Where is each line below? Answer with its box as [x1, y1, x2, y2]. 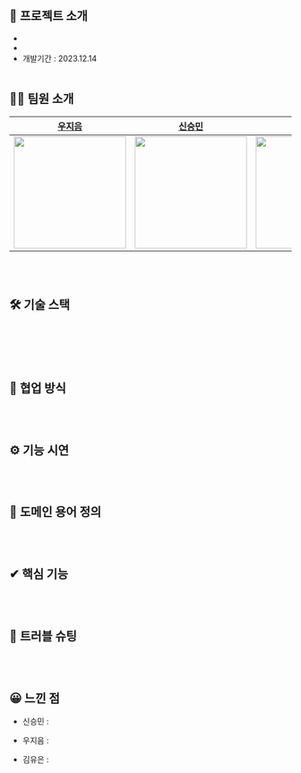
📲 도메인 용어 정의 [9, 504, 101, 520]
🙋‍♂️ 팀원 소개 [9, 91, 74, 107]
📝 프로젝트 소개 [9, 8, 88, 24]
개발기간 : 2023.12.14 [21, 53, 98, 64]
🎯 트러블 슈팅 [9, 629, 78, 644]
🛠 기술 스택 [9, 297, 70, 313]
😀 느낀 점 [9, 691, 60, 706]
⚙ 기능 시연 [9, 442, 70, 458]
